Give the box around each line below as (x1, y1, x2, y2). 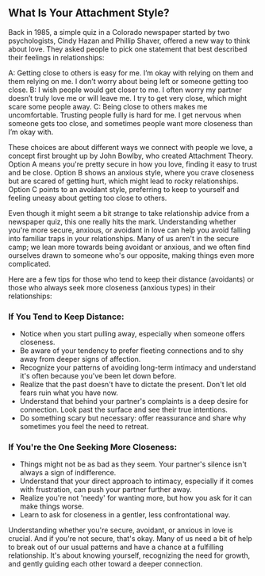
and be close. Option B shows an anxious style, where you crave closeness (8, 167, 255, 177)
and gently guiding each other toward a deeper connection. (8, 559, 203, 569)
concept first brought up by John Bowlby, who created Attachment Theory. (8, 151, 254, 160)
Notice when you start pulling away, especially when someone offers (19, 329, 245, 339)
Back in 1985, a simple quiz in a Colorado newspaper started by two (8, 27, 230, 36)
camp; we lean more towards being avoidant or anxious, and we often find (8, 242, 251, 252)
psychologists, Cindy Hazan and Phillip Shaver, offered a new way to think (8, 36, 251, 45)
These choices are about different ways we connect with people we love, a (8, 142, 254, 152)
